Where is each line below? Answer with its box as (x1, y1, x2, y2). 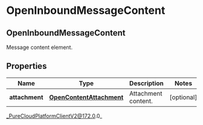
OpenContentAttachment (49, 93, 124, 101)
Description (129, 79, 164, 88)
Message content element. (6, 43, 73, 51)
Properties (6, 61, 47, 71)
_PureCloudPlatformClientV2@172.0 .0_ (6, 112, 103, 120)
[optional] (169, 93, 198, 101)
